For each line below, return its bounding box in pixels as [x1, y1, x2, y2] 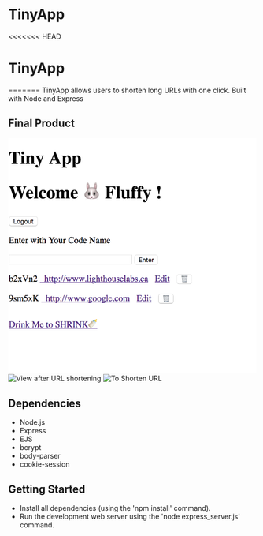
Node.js [19, 418, 46, 427]
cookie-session [19, 459, 70, 469]
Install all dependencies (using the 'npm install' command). [19, 503, 211, 512]
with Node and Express [8, 93, 84, 103]
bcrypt [19, 443, 42, 452]
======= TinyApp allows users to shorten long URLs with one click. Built [8, 85, 246, 95]
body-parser [19, 452, 61, 461]
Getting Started [8, 482, 86, 496]
